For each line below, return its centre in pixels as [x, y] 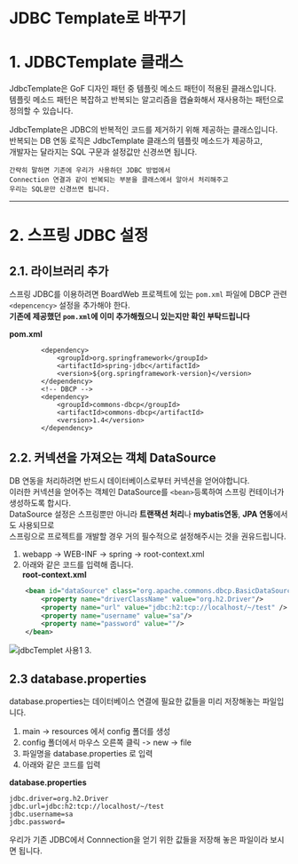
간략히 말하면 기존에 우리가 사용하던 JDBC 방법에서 [90, 171]
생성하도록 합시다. [40, 502]
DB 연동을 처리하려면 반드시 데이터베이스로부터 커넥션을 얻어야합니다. [129, 480]
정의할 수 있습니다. [41, 111]
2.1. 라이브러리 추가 [59, 271]
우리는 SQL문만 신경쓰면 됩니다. [60, 189]
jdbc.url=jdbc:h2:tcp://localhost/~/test [87, 806]
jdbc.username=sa [41, 814]
